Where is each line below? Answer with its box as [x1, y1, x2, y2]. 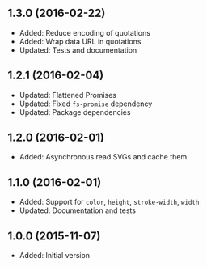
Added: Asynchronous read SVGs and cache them [19, 152, 188, 162]
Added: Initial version [19, 251, 91, 261]
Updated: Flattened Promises [19, 90, 116, 100]
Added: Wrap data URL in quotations [19, 36, 142, 46]
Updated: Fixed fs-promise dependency [19, 99, 153, 108]
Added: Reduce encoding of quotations [19, 28, 151, 37]
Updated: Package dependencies [19, 107, 131, 117]
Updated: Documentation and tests [19, 206, 137, 215]
